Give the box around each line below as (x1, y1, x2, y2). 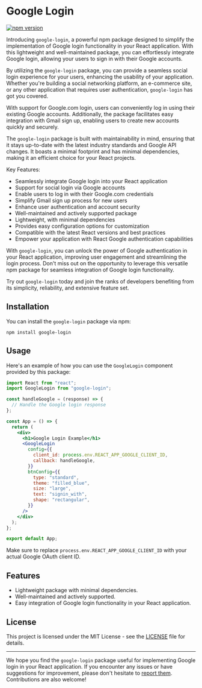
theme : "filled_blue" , (32, 480, 90, 486)
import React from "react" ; (6, 380, 77, 386)
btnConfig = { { (28, 469, 61, 475)
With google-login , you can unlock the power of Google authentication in (6, 247, 188, 254)
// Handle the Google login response (11, 402, 106, 408)
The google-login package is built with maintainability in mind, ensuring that (6, 134, 195, 142)
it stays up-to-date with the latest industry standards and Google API (6, 141, 177, 148)
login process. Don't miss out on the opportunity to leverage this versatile (6, 259, 188, 267)
